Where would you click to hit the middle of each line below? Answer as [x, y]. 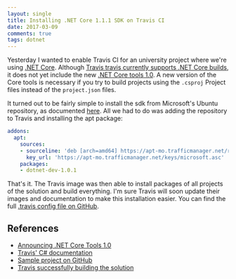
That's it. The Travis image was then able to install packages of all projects [115, 184]
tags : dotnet [26, 40]
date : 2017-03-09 [33, 27]
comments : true [29, 33]
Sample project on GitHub [55, 260]
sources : [33, 144]
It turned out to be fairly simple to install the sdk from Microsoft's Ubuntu [113, 103]
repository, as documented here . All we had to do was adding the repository [117, 111]
